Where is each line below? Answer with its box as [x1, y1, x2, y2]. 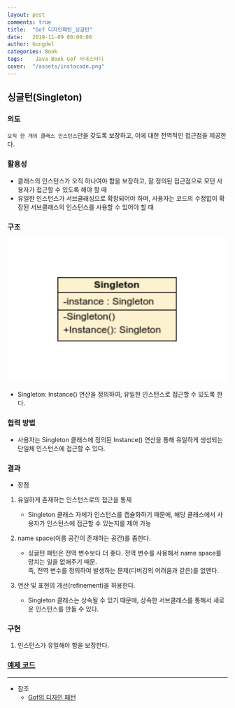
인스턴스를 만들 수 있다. [35, 604, 99, 613]
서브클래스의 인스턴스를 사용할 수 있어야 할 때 [30, 203, 154, 211]
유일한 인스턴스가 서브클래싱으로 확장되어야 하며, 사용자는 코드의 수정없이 [17, 194, 218, 202]
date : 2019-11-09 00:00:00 [7, 34, 92, 41]
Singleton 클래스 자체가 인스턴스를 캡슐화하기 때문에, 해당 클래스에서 [27, 510, 215, 518]
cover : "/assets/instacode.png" [7, 63, 105, 70]
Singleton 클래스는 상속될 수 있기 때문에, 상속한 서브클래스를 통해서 [27, 595, 212, 604]
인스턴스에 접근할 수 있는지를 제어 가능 [46, 518, 152, 528]
